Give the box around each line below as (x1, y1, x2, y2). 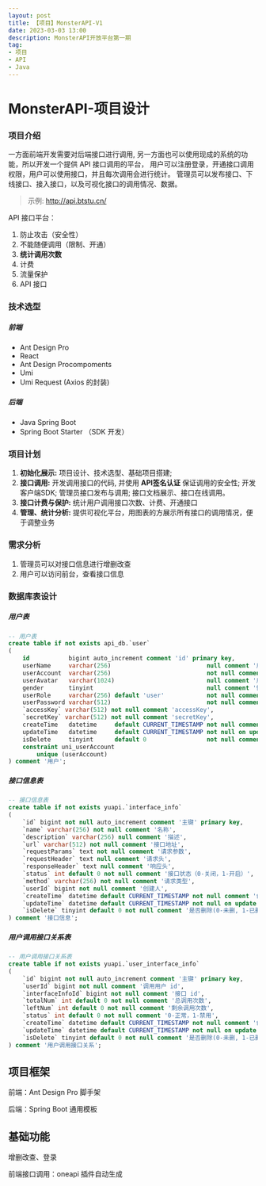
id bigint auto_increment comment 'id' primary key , (22, 655, 236, 663)
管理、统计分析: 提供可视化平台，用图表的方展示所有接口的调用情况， (19, 508, 247, 518)
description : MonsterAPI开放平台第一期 (8, 33, 131, 42)
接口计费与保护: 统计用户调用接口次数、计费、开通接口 (19, 498, 198, 507)
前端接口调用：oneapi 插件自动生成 (8, 1169, 123, 1179)
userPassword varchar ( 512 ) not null (22, 698, 236, 706)
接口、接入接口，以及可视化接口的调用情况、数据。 (14, 179, 182, 189)
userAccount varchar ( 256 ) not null (22, 669, 236, 677)
